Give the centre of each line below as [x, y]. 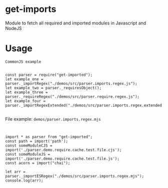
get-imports [31, 9]
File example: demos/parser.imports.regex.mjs [53, 119]
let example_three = [27, 92]
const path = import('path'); [37, 141]
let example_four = [25, 101]
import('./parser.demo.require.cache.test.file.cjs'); [63, 150]
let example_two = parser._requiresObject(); [53, 88]
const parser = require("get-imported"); [49, 75]
